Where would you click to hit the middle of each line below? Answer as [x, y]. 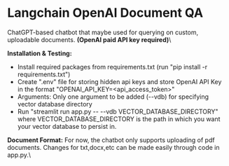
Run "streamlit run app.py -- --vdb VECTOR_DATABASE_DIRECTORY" [118, 111]
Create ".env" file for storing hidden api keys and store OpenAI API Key [119, 81]
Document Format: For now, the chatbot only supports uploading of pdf [111, 140]
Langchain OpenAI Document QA [105, 13]
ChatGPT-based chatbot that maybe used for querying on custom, [103, 32]
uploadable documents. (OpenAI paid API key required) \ [89, 39]
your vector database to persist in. [67, 126]
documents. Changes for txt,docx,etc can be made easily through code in [113, 147]
